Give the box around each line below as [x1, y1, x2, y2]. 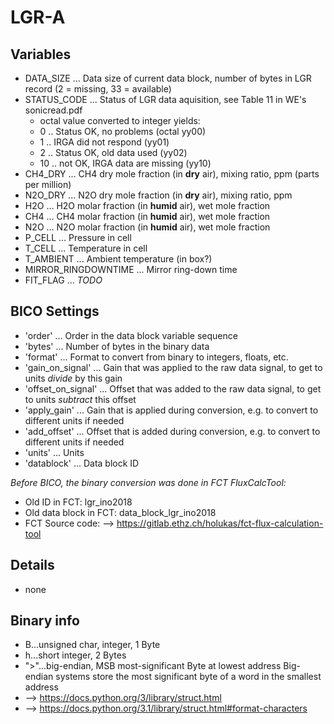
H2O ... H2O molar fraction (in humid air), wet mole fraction [24, 200, 271, 211]
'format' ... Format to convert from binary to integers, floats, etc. [24, 351, 289, 363]
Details [10, 557, 55, 574]
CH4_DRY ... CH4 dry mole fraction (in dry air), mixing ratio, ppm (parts [24, 168, 320, 180]
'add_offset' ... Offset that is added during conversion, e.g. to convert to [24, 425, 321, 437]
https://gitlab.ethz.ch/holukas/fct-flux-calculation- [116, 517, 324, 529]
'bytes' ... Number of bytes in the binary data [24, 340, 210, 352]
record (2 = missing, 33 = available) [24, 83, 172, 95]
